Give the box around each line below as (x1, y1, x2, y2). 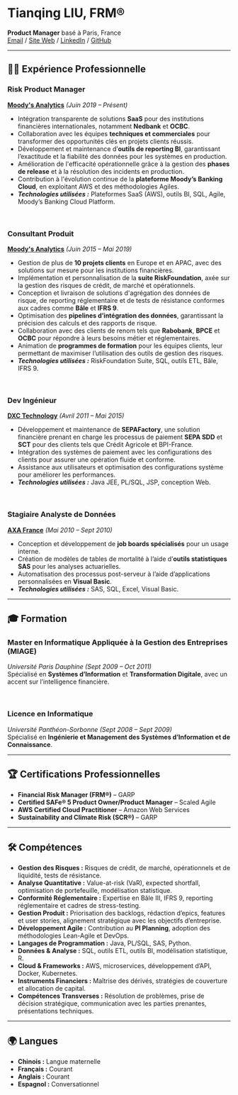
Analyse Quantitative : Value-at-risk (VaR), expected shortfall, (17, 879, 200, 887)
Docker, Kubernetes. (17, 969, 78, 978)
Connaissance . (7, 740, 53, 749)
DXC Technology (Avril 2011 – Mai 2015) (7, 411, 125, 420)
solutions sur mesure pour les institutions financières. (17, 266, 174, 274)
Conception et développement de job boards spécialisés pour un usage (17, 539, 229, 547)
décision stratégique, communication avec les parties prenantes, (17, 999, 207, 1008)
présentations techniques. (17, 1007, 94, 1016)
